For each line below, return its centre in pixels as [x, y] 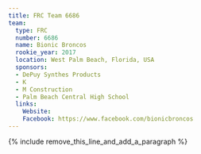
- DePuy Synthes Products [58, 75]
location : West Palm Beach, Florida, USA [85, 60]
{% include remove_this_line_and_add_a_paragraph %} [98, 141]
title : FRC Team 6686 [44, 15]
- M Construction [44, 89]
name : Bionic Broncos [51, 45]
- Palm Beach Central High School [72, 97]
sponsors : [31, 67]
